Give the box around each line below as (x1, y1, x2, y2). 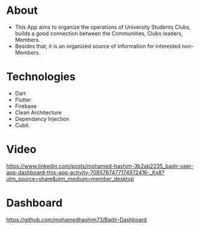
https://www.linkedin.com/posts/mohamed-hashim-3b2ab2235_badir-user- (6, 162, 194, 170)
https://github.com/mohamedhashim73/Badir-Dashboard (6, 216, 147, 223)
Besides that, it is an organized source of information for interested (14, 43, 181, 50)
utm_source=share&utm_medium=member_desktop (6, 175, 135, 182)
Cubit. (14, 121, 30, 129)
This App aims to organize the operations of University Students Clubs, (14, 23, 191, 31)
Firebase (14, 103, 37, 110)
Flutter (14, 96, 32, 103)
